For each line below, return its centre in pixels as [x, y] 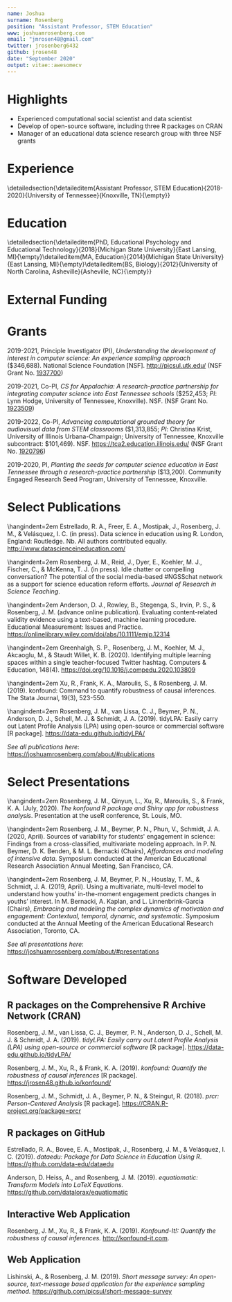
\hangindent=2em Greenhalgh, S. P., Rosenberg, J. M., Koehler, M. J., [106, 648]
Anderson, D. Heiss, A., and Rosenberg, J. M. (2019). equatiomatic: [103, 1177]
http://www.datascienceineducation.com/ [66, 549]
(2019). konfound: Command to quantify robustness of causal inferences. [112, 690]
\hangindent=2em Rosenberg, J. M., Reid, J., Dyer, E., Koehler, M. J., [105, 562]
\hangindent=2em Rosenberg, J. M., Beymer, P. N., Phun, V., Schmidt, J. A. [114, 829]
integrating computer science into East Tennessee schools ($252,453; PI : [112, 393]
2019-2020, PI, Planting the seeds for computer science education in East [113, 464]
